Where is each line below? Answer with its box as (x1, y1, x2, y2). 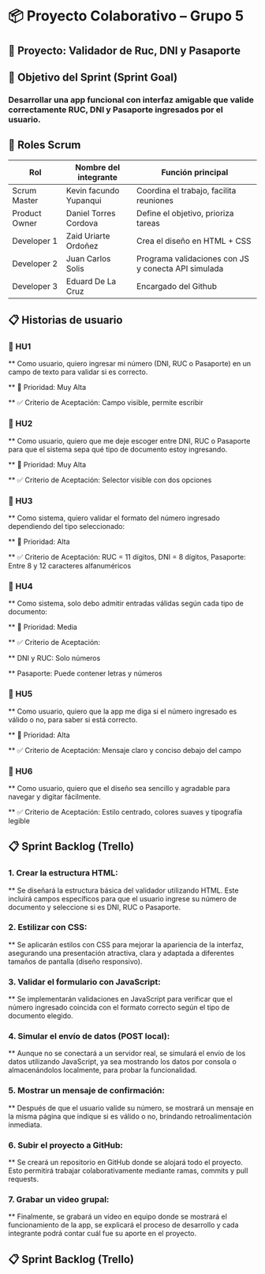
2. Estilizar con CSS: (8, 922, 88, 933)
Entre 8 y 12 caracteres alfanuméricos (8, 560, 132, 570)
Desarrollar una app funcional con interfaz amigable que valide (8, 94, 254, 105)
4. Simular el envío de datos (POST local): (8, 1031, 170, 1042)
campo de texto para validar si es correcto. (8, 367, 148, 377)
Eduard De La (65, 275, 117, 287)
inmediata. (8, 1119, 43, 1130)
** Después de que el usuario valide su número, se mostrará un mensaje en (8, 1103, 254, 1112)
